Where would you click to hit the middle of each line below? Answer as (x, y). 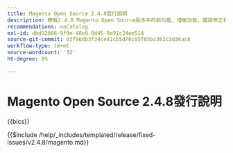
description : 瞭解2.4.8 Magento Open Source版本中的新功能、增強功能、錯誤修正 (115, 20)
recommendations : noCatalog (48, 26)
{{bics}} (18, 121)
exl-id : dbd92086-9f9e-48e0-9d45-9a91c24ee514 (76, 33)
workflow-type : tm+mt (38, 46)
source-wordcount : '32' (42, 53)
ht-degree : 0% (28, 59)
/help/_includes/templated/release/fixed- (97, 135)
